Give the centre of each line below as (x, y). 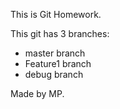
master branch (55, 53)
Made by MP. (37, 93)
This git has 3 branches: (60, 33)
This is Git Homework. (56, 14)
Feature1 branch (58, 63)
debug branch (54, 74)
